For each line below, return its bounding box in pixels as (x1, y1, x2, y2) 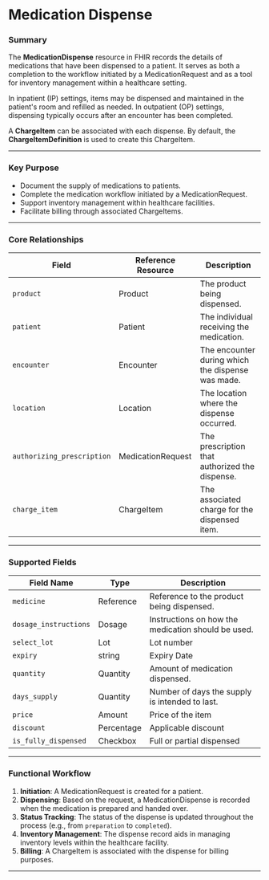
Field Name (29, 577, 74, 589)
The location (199, 388, 247, 399)
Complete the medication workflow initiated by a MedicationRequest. (19, 189, 248, 198)
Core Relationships (8, 234, 84, 245)
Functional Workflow (8, 768, 91, 780)
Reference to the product (149, 591, 244, 602)
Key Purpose (8, 162, 60, 173)
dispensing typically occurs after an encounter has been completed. (8, 111, 234, 120)
